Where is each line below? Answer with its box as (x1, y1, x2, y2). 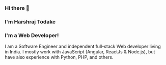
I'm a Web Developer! (5, 31, 59, 39)
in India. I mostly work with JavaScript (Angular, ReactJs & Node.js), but (5, 49, 155, 55)
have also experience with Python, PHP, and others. (5, 54, 114, 60)
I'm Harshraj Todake (5, 18, 56, 25)
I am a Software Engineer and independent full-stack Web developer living (5, 43, 161, 50)
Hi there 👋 (5, 5, 30, 12)
